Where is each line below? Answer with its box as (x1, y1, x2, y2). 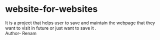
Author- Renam (5, 30, 36, 36)
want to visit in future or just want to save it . (5, 25, 96, 31)
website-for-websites (5, 3, 98, 15)
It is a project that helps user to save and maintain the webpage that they (5, 20, 155, 26)
